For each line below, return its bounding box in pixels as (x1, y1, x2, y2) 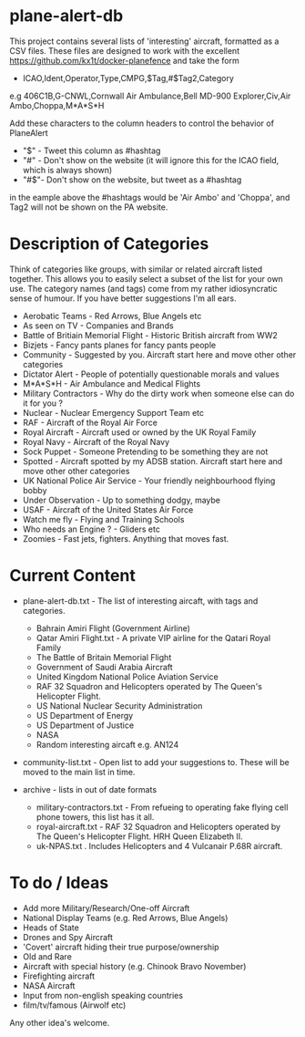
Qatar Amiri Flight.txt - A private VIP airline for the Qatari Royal (36, 632, 271, 643)
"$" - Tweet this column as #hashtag (22, 145, 161, 156)
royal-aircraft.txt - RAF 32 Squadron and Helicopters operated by (36, 821, 280, 832)
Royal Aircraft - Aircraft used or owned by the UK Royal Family (22, 426, 257, 438)
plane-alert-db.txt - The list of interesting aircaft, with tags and (22, 595, 259, 607)
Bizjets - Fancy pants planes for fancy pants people (22, 339, 217, 350)
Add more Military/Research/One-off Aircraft (22, 902, 190, 913)
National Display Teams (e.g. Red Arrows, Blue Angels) (22, 912, 229, 923)
